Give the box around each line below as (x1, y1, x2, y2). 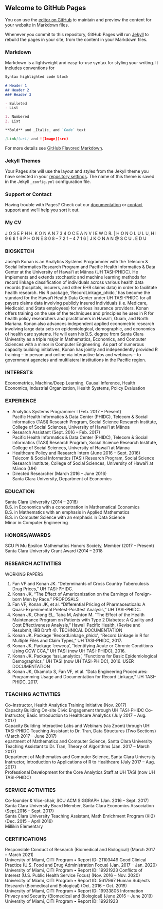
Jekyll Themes (5, 157, 41, 164)
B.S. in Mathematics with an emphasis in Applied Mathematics (5, 509, 130, 515)
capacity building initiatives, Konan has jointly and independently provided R (5, 346, 158, 352)
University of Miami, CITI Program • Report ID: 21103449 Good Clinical (5, 857, 147, 863)
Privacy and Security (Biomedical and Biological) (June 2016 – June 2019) (5, 893, 153, 899)
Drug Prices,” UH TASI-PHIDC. (12, 586, 73, 592)
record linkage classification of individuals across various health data (5, 279, 144, 285)
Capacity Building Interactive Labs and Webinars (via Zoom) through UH (5, 723, 150, 728)
